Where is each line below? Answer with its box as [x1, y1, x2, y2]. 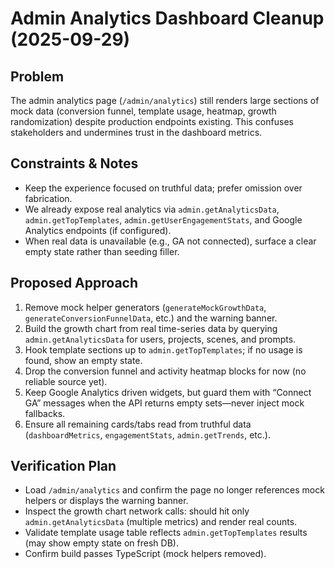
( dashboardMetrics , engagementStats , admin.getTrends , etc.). [24, 428, 271, 441]
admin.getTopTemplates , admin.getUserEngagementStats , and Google [24, 213, 303, 226]
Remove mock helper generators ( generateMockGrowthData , [24, 301, 267, 313]
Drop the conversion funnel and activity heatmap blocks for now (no [24, 365, 307, 377]
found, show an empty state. [24, 354, 143, 366]
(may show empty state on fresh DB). [24, 537, 179, 549]
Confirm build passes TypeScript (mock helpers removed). [24, 548, 267, 560]
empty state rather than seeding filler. [24, 245, 180, 257]
